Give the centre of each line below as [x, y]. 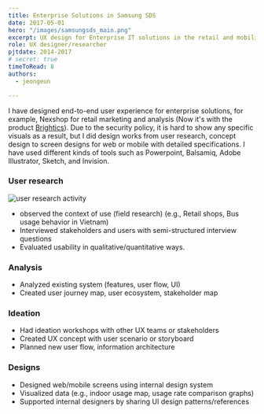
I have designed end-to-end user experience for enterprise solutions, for [126, 110]
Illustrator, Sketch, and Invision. [59, 161]
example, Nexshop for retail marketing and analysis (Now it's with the [121, 119]
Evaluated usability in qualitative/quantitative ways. [102, 247]
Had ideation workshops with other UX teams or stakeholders [119, 331]
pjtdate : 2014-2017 [40, 52]
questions [36, 238]
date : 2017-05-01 [37, 23]
